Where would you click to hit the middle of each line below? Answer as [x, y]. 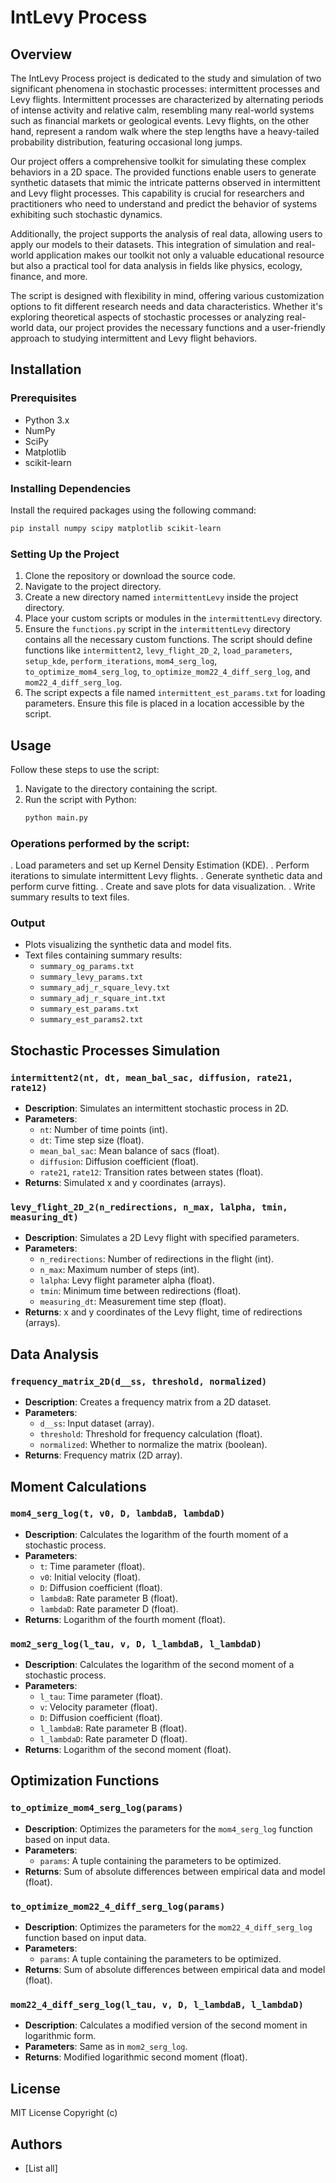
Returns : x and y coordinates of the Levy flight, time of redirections [163, 1312]
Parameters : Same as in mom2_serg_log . [106, 2047]
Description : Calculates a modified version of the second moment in [166, 2025]
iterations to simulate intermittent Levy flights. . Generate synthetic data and [166, 876]
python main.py [56, 817]
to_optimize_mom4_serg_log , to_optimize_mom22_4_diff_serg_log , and [167, 672]
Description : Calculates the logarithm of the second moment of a [159, 1665]
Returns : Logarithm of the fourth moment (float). [125, 1619]
